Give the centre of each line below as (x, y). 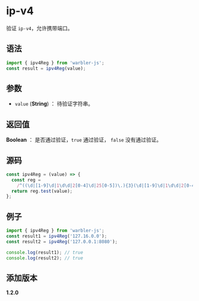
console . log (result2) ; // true (45, 258)
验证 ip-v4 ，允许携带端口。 (39, 28)
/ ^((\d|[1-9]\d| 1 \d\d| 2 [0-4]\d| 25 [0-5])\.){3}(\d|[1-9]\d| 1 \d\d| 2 (100, 186)
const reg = (26, 180)
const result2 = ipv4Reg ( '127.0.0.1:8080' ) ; (62, 242)
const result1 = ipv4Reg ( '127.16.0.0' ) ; (57, 236)
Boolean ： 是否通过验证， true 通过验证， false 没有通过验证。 (84, 140)
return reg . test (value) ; (42, 191)
